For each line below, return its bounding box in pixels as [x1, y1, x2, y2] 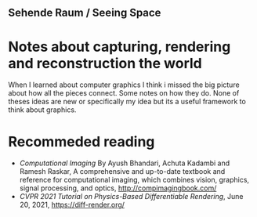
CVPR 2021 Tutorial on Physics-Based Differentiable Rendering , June [19, 192, 244, 201]
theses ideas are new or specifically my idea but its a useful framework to [8, 97, 247, 107]
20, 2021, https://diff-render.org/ [19, 200, 125, 210]
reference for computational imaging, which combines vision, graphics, [19, 175, 249, 185]
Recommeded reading [8, 132, 155, 150]
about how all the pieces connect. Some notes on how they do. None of [8, 89, 240, 98]
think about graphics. [8, 105, 77, 114]
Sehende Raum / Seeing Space [8, 6, 161, 20]
